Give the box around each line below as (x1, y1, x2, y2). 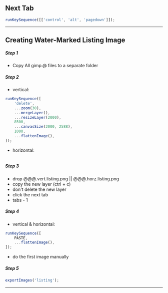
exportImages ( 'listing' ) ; (5, 278, 59, 283)
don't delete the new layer (12, 186, 66, 192)
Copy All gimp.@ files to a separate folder (12, 63, 98, 69)
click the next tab (12, 191, 48, 197)
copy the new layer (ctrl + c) (12, 181, 71, 187)
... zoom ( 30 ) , (14, 105, 41, 111)
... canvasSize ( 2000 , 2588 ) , (14, 124, 72, 129)
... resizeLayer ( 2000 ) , (14, 115, 61, 120)
